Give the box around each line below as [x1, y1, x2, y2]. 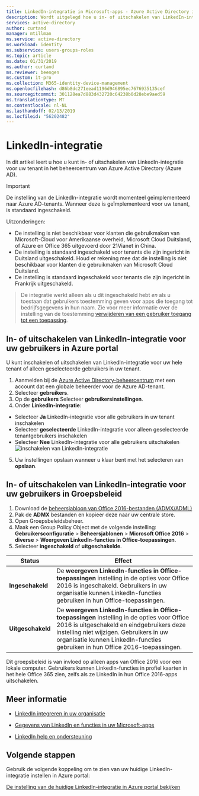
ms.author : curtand [6, 63, 54, 70]
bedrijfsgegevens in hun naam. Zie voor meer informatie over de [20, 304, 178, 311]
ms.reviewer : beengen [6, 69, 60, 75]
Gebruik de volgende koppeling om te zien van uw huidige [6, 766, 148, 773]
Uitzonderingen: [6, 218, 46, 225]
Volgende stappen [6, 750, 76, 760]
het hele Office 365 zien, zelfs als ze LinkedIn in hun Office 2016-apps [6, 670, 178, 677]
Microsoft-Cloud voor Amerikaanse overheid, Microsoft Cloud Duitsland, [14, 236, 191, 243]
